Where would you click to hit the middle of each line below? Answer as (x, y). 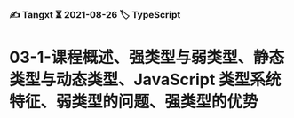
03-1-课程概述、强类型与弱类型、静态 (147, 58)
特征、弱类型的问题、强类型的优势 (134, 102)
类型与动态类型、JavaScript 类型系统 (145, 80)
